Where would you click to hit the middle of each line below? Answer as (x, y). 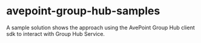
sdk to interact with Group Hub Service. (55, 33)
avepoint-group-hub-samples (83, 11)
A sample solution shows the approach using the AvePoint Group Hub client (100, 27)
